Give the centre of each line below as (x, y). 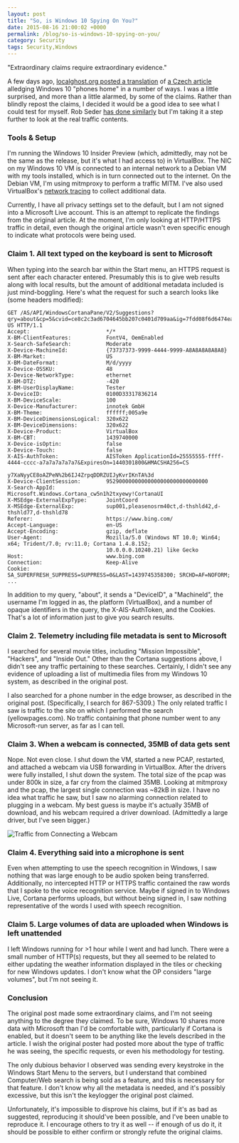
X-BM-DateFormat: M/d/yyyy (70, 362)
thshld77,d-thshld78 (38, 512)
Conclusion (28, 997)
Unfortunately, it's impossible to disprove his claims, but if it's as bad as (112, 1109)
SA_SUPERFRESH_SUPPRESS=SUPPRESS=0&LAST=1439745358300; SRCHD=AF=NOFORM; (119, 575)
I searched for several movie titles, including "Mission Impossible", (105, 651)
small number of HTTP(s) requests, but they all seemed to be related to (111, 956)
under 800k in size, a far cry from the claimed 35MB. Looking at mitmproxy (117, 783)
